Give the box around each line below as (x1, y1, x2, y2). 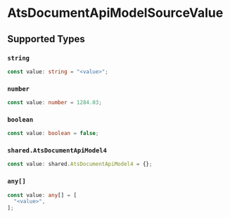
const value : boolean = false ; (7, 130, 99, 137)
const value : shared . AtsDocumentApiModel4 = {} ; (7, 160, 153, 168)
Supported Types (7, 33, 86, 45)
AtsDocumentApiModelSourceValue (7, 5, 224, 21)
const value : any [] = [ (7, 191, 77, 198)
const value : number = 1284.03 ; (7, 99, 102, 106)
